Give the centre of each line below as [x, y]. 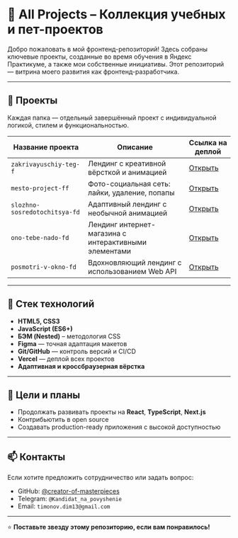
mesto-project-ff [40, 188]
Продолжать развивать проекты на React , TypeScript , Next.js [112, 412]
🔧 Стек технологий [51, 304]
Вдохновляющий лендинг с [135, 263]
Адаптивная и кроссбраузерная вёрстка [81, 366]
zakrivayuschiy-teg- [45, 164]
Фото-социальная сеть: [129, 183]
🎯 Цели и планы [44, 395]
